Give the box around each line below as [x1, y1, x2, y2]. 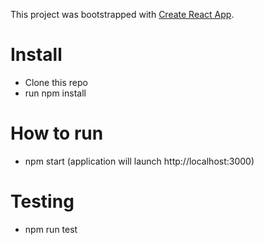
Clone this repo [24, 76, 88, 88]
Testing [10, 190, 75, 213]
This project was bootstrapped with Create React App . [10, 9, 235, 20]
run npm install [24, 87, 87, 99]
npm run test [24, 223, 78, 235]
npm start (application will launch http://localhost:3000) [24, 155, 255, 167]
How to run [10, 122, 104, 145]
